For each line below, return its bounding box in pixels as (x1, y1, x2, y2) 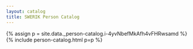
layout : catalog (6, 8, 46, 15)
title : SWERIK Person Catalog (6, 14, 80, 20)
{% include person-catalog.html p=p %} (6, 36, 103, 43)
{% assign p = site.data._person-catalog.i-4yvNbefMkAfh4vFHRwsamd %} (6, 30, 188, 37)
